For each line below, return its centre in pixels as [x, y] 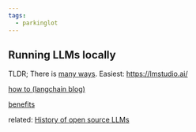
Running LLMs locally [62, 55]
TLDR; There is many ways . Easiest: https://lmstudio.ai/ [98, 74]
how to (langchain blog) [47, 89]
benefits [22, 104]
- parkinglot [37, 23]
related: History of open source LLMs [69, 120]
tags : [17, 15]
